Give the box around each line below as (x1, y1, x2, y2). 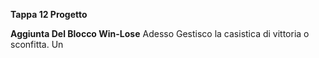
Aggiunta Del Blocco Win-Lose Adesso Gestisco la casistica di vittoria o (10, 28, 310, 39)
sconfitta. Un (10, 39, 64, 50)
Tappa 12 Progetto (10, 9, 88, 20)
